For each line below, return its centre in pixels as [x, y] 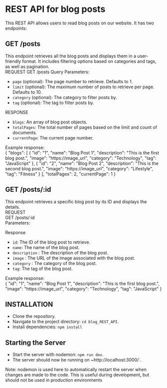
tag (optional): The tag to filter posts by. [53, 103]
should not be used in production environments [54, 380]
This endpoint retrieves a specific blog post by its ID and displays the [76, 201]
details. [13, 207]
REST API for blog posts [55, 9]
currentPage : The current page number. [53, 137]
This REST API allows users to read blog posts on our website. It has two [80, 23]
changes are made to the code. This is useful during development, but [77, 375]
